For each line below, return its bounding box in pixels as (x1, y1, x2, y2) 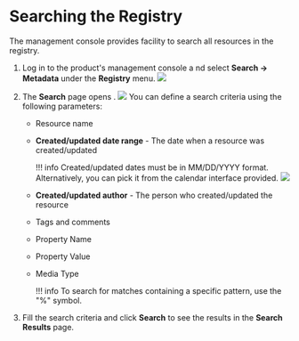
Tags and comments (35, 216, 111, 227)
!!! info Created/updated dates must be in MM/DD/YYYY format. (35, 162, 269, 173)
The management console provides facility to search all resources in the (9, 36, 274, 46)
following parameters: (21, 101, 102, 111)
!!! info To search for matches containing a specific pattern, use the (35, 285, 282, 296)
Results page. (21, 321, 74, 332)
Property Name (35, 233, 92, 244)
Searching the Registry (9, 6, 183, 27)
